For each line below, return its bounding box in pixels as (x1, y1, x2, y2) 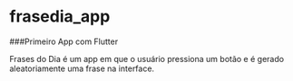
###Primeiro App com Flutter (9, 36, 119, 47)
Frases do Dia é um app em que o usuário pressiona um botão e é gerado (9, 53, 284, 64)
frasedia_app (9, 6, 111, 27)
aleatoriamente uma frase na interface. (9, 63, 155, 74)
